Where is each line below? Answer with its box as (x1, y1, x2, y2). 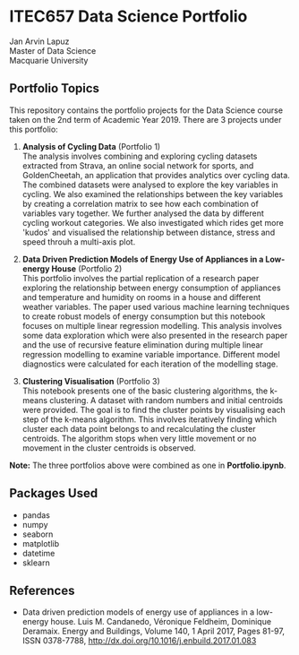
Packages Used (9, 486, 98, 501)
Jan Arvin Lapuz (9, 36, 70, 47)
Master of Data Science (9, 45, 97, 56)
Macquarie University (9, 55, 89, 65)
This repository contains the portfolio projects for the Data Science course (9, 105, 284, 116)
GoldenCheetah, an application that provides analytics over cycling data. (21, 169, 291, 180)
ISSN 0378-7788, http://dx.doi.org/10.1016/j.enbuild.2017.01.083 (21, 635, 257, 646)
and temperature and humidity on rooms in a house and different (21, 291, 261, 302)
